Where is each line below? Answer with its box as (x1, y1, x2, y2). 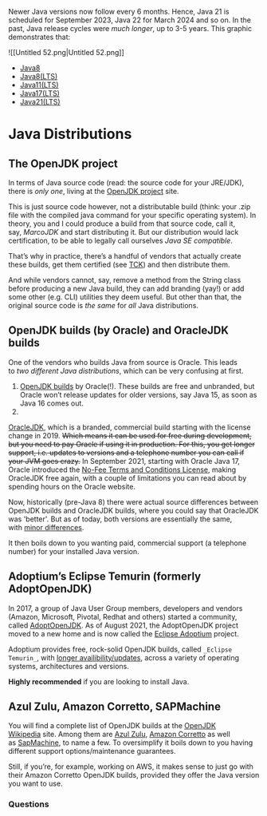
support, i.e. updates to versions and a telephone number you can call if (8, 447, 245, 458)
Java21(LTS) (19, 97, 61, 106)
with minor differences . (8, 522, 84, 532)
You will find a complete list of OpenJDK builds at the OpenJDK (8, 721, 217, 731)
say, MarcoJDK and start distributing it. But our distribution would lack (8, 228, 239, 236)
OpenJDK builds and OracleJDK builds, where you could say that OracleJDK (8, 505, 259, 515)
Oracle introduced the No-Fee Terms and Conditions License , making (8, 465, 237, 474)
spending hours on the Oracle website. (8, 481, 135, 491)
